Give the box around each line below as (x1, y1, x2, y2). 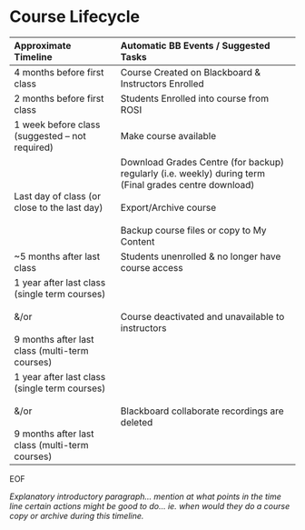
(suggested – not (14, 129, 86, 142)
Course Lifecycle (9, 6, 141, 27)
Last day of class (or (14, 189, 102, 202)
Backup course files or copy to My (120, 224, 267, 236)
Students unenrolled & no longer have (120, 250, 281, 263)
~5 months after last (14, 250, 101, 263)
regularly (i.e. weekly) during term (120, 166, 266, 179)
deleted (120, 415, 153, 428)
